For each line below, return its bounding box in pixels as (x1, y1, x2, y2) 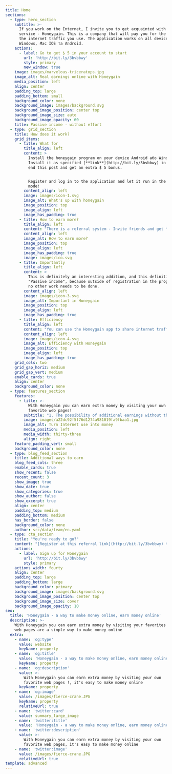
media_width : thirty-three (24, 432, 81, 437)
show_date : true (14, 484, 50, 489)
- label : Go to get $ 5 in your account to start (18, 50, 127, 55)
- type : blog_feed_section (10, 451, 68, 456)
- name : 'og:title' (14, 651, 56, 656)
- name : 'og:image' (14, 689, 56, 694)
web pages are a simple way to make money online (14, 627, 123, 632)
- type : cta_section (10, 532, 54, 537)
